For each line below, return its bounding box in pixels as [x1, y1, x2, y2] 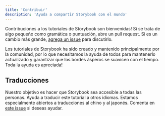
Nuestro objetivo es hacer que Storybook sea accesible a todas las [5, 89, 142, 95]
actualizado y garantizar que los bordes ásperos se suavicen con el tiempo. [5, 56, 160, 62]
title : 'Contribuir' [5, 7, 48, 12]
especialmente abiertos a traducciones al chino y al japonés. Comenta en [5, 100, 155, 106]
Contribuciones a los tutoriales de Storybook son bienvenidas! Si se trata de [5, 25, 160, 31]
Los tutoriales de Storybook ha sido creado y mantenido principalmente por [5, 46, 160, 52]
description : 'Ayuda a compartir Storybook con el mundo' [5, 12, 127, 17]
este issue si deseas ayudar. [5, 105, 63, 111]
